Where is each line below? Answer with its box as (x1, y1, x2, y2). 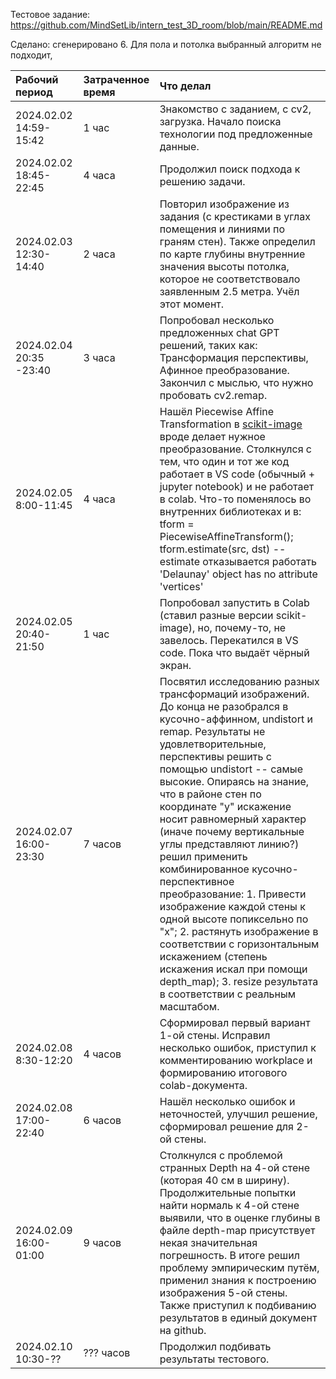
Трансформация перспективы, (159, 351, 309, 364)
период (15, 85, 53, 99)
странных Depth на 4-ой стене (159, 1161, 310, 1174)
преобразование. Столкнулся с (159, 442, 312, 456)
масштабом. (159, 1000, 220, 1013)
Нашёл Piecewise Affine (159, 405, 275, 418)
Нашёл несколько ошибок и (159, 1095, 296, 1108)
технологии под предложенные (159, 127, 313, 141)
